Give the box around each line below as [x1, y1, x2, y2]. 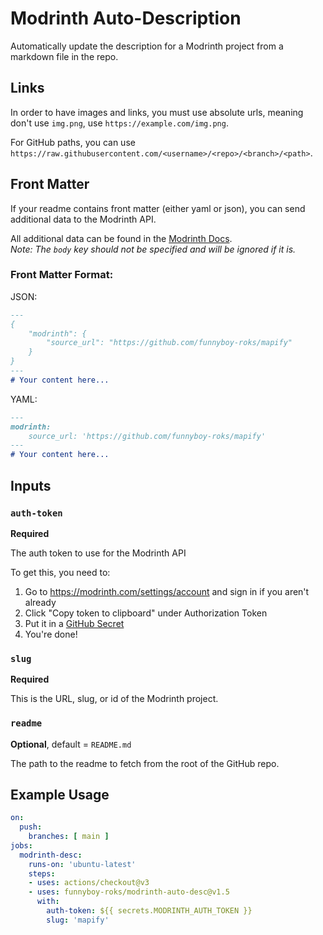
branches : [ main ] [28, 832, 110, 842]
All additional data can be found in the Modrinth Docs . [10, 232, 233, 244]
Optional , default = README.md [10, 738, 132, 750]
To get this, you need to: [10, 566, 111, 578]
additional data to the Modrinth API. [10, 213, 157, 225]
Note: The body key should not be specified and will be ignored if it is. [10, 243, 297, 255]
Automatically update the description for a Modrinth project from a [10, 40, 284, 52]
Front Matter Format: [10, 268, 114, 282]
